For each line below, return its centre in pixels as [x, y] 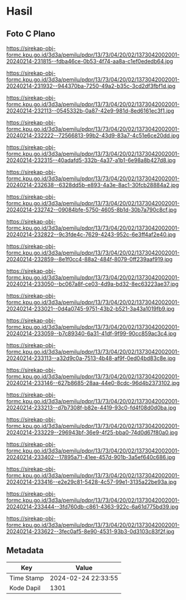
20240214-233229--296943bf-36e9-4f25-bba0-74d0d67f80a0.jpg [92, 432]
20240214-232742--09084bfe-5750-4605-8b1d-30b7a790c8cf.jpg [91, 210]
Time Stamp [27, 578]
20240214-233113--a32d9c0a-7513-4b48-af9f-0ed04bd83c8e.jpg [91, 358]
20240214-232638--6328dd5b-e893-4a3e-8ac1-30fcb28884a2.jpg [93, 185]
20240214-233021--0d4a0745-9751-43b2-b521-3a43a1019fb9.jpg [91, 309]
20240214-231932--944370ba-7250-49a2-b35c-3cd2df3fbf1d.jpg [91, 86]
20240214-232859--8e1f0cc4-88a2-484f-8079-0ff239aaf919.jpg [89, 259]
